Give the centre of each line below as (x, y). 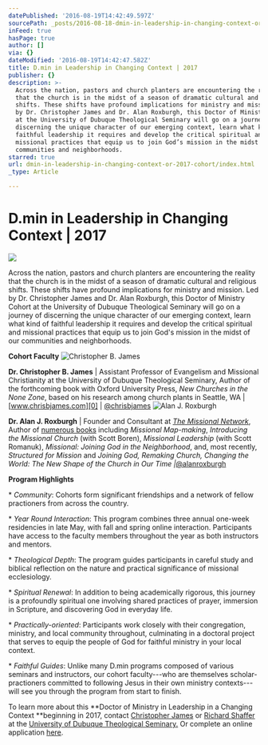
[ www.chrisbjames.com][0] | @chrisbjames (80, 406)
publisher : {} (32, 75)
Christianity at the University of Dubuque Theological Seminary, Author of (130, 380)
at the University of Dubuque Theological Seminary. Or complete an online (130, 723)
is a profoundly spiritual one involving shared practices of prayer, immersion (133, 600)
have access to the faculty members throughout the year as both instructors (134, 535)
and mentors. (30, 544)
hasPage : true (32, 38)
